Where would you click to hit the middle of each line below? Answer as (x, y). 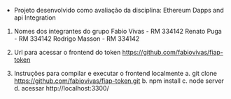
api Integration (35, 18)
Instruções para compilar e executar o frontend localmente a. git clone (115, 73)
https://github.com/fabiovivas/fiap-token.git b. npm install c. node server (119, 81)
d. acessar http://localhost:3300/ (62, 88)
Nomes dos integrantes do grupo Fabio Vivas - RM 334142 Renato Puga (118, 31)
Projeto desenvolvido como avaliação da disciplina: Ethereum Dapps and (119, 10)
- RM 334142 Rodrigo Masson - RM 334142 (77, 39)
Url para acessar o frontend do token (67, 52)
